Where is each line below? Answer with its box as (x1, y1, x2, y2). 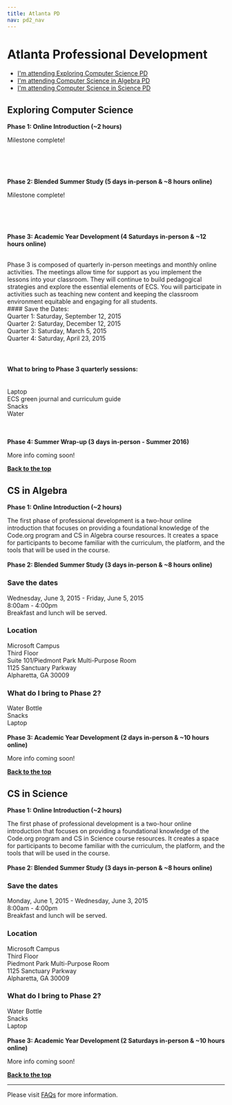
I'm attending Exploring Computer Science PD (17, 69, 148, 78)
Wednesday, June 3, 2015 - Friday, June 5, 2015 (7, 594, 144, 602)
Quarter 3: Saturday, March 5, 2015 (7, 327, 107, 335)
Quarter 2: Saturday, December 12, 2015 (7, 319, 122, 328)
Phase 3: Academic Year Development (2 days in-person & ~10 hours (7, 734, 209, 742)
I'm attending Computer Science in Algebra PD (17, 77, 151, 85)
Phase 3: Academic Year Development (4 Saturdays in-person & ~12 (7, 233, 207, 241)
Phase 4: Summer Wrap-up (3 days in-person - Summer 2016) (7, 438, 190, 446)
